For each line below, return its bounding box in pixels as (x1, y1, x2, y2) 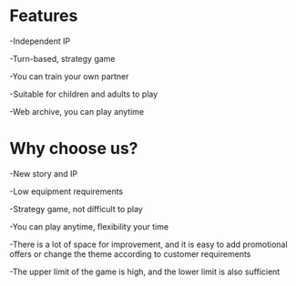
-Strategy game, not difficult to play (9, 203, 143, 214)
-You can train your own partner (9, 70, 129, 82)
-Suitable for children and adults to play (9, 88, 158, 99)
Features (9, 5, 78, 26)
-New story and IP (9, 168, 78, 179)
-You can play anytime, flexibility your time (9, 220, 169, 232)
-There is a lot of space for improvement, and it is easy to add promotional (9, 239, 289, 250)
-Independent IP (9, 36, 71, 46)
